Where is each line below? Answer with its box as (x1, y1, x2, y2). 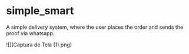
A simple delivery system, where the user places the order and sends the (6, 23, 184, 31)
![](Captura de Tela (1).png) (6, 41, 72, 48)
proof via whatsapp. (6, 29, 55, 36)
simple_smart (6, 4, 74, 18)
